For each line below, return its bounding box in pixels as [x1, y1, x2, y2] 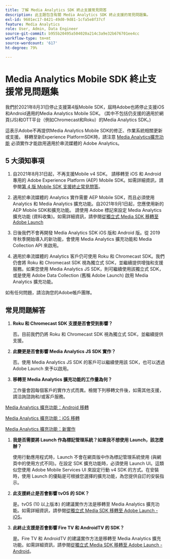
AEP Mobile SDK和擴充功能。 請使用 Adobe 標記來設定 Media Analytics [12, 207, 162, 213]
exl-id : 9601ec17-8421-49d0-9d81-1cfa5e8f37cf [5, 17, 106, 22]
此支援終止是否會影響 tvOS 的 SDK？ [12, 490, 90, 496]
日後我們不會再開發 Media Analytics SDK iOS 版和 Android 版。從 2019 [12, 230, 160, 236]
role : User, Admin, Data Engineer [5, 26, 79, 32]
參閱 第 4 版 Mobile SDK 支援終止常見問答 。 [12, 184, 103, 190]
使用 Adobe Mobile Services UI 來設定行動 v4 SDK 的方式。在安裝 [21, 467, 159, 473]
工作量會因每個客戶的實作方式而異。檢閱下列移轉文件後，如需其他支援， [12, 387, 164, 394]
